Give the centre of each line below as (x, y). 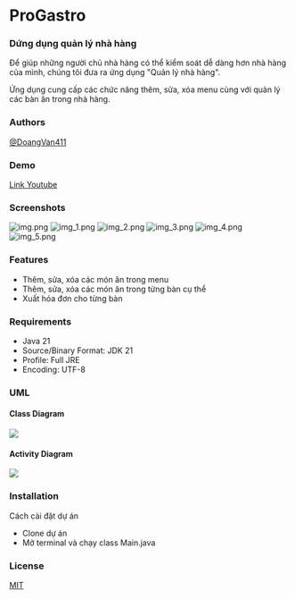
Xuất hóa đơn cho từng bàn (72, 298)
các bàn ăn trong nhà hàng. (60, 99)
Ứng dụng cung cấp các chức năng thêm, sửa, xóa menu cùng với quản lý (145, 89)
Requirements (41, 321)
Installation (34, 496)
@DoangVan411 (38, 142)
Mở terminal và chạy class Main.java (89, 543)
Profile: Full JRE (51, 359)
